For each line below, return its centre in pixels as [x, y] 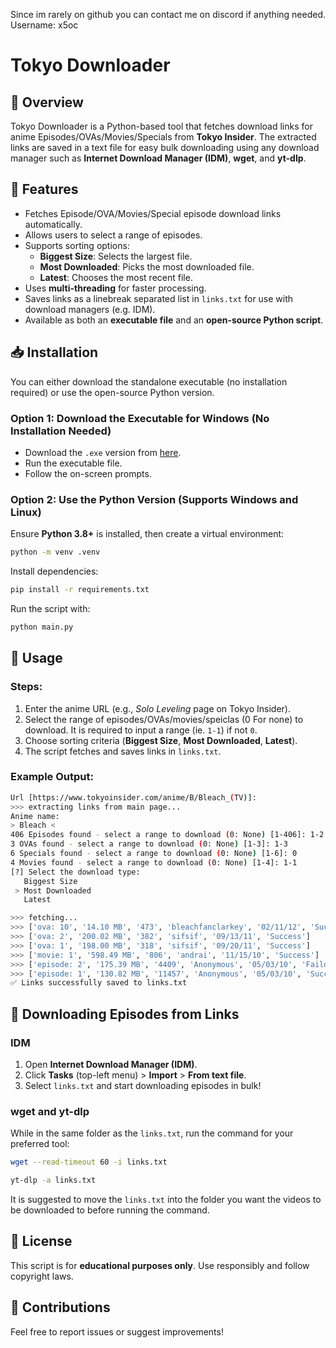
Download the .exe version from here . [103, 452]
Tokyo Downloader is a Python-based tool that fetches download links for [161, 126]
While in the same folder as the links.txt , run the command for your [152, 1133]
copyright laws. [42, 1276]
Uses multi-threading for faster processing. [115, 288]
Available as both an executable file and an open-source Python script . [174, 320]
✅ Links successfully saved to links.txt [99, 983]
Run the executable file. [73, 463]
